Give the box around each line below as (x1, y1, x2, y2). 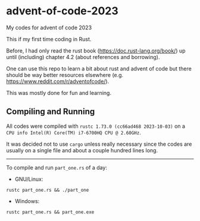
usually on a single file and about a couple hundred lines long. (6, 146, 158, 154)
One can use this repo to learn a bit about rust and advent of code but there (6, 65, 192, 72)
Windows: (14, 197, 40, 204)
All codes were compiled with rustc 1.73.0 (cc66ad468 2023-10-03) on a (6, 122, 186, 130)
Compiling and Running (6, 106, 95, 117)
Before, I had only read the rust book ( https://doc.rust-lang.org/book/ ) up (6, 47, 186, 54)
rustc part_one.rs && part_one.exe (6, 209, 95, 215)
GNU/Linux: (14, 175, 43, 183)
